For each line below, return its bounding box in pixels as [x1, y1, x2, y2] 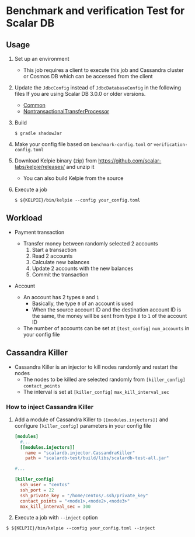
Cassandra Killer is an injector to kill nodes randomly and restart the [14, 363, 178, 370]
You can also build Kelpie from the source [23, 175, 124, 182]
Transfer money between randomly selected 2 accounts [23, 240, 158, 247]
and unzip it [66, 164, 95, 170]
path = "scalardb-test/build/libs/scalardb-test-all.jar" [25, 455, 169, 461]
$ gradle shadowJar [14, 130, 62, 136]
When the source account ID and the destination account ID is [32, 306, 182, 313]
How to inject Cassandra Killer [6, 403, 94, 411]
